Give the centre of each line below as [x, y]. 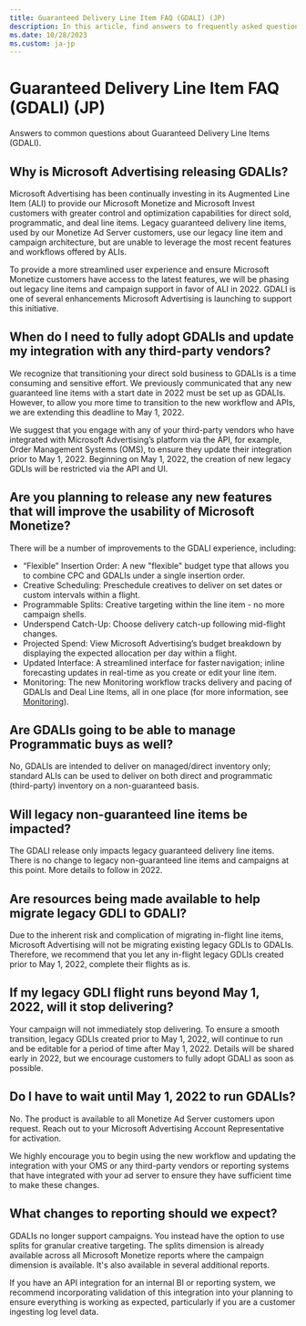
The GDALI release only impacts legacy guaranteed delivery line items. [142, 851]
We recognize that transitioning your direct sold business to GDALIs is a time [153, 373]
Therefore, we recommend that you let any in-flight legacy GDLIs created [147, 954]
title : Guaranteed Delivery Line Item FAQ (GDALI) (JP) [117, 18]
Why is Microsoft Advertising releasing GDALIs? [149, 171]
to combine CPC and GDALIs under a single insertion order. [134, 575]
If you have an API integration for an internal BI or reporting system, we [143, 1282]
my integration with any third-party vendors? [140, 351]
